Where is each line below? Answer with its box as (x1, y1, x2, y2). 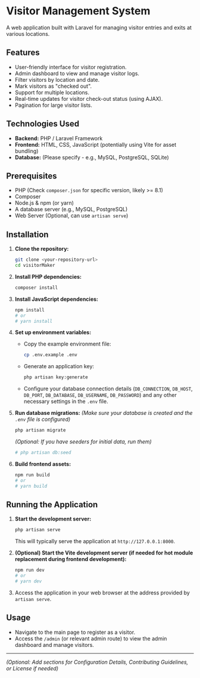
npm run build (14, 471, 50, 478)
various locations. (6, 30, 50, 37)
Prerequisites (6, 171, 57, 181)
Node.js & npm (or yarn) (14, 199, 74, 207)
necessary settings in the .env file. (23, 398, 108, 405)
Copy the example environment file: (23, 340, 111, 347)
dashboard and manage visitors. (14, 641, 94, 648)
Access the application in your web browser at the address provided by (14, 589, 190, 596)
